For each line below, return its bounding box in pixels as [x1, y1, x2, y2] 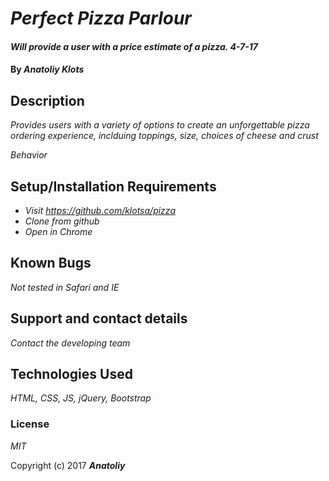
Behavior [10, 149, 48, 161]
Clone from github [24, 215, 100, 227]
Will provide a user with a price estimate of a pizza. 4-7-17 [10, 40, 258, 52]
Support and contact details [10, 310, 188, 327]
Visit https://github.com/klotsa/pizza [24, 205, 176, 216]
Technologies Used [10, 366, 133, 383]
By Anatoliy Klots [10, 63, 85, 76]
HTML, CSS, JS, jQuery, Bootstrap [10, 392, 152, 404]
